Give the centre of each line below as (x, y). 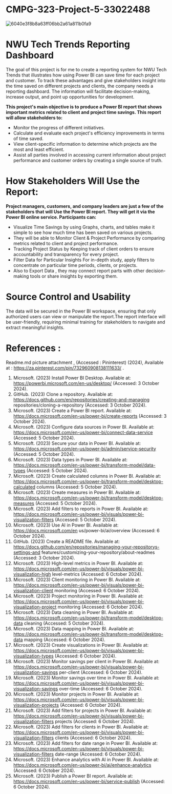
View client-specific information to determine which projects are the (85, 144)
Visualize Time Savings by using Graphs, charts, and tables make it (84, 227)
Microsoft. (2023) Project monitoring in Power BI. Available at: (78, 596)
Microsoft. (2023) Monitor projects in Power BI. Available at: (76, 694)
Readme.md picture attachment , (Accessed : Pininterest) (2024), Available (85, 362)
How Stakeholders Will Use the (73, 181)
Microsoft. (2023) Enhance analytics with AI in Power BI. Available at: (86, 759)
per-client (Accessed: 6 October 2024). (101, 672)
